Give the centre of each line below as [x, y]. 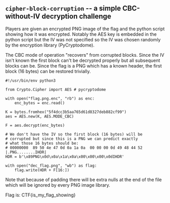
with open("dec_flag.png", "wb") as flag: [51, 166]
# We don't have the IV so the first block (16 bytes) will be [74, 134]
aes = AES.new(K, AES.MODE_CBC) [40, 116]
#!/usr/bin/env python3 [31, 81]
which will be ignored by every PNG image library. [58, 185]
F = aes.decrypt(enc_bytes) [35, 125]
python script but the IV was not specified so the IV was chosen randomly [83, 39]
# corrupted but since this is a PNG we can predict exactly [72, 139]
